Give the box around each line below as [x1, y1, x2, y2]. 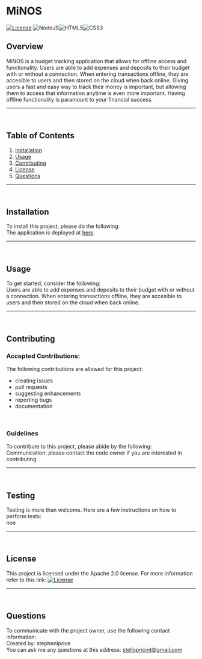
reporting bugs [14, 396, 52, 403]
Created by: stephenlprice [6, 639, 71, 647]
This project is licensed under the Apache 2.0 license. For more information [6, 569, 194, 577]
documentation [14, 402, 53, 409]
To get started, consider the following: [6, 280, 101, 287]
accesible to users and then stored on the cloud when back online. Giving [6, 76, 189, 84]
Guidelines [6, 429, 38, 437]
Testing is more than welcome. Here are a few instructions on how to [6, 506, 177, 513]
